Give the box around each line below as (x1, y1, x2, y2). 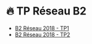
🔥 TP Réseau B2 (6, 4, 87, 18)
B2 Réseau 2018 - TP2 (14, 31, 70, 38)
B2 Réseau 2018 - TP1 (14, 24, 69, 31)
